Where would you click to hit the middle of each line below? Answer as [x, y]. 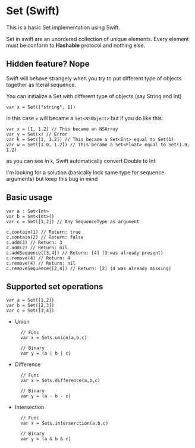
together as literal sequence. [41, 84]
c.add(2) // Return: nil [37, 248]
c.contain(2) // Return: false [45, 237]
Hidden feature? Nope [48, 64]
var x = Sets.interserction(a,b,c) [65, 424]
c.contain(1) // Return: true [44, 232]
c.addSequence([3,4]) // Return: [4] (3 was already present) [85, 253]
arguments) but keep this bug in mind [52, 178]
